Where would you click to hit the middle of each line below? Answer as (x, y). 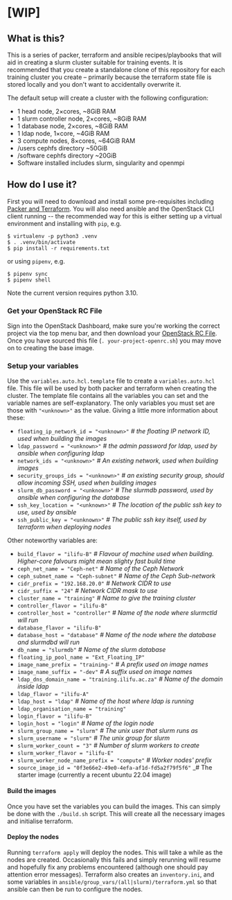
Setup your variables (43, 366)
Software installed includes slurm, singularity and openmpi (101, 163)
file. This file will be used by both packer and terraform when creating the (112, 388)
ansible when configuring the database (73, 498)
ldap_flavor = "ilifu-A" (53, 695)
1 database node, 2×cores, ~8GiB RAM (72, 126)
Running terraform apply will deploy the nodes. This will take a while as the (115, 852)
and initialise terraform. (40, 821)
